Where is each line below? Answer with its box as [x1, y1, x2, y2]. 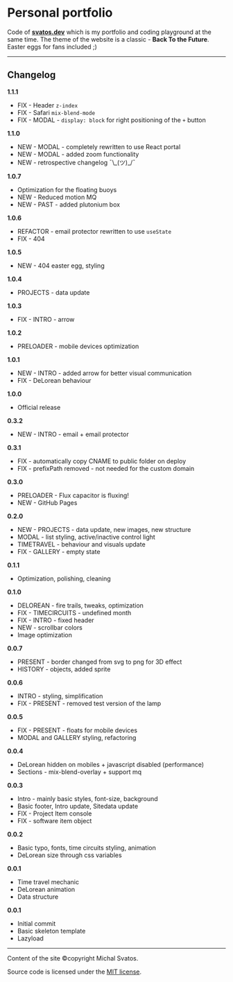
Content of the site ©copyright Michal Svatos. [7, 954, 139, 962]
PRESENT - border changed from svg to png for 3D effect [17, 657, 182, 666]
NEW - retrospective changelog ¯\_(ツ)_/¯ [17, 158, 136, 166]
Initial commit [17, 919, 56, 927]
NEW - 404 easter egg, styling [17, 261, 105, 270]
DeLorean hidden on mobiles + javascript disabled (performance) [17, 760, 205, 768]
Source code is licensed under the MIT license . [7, 967, 142, 976]
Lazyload [17, 934, 44, 942]
